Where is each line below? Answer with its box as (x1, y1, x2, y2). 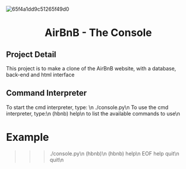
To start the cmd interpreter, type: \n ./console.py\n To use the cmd (6, 103, 168, 111)
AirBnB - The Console (44, 26, 152, 39)
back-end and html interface (6, 71, 75, 78)
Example (6, 131, 49, 144)
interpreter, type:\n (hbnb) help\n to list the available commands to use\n (6, 110, 180, 117)
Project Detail (6, 49, 57, 59)
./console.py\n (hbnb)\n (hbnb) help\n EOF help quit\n (49, 150, 180, 157)
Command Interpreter (6, 88, 87, 98)
